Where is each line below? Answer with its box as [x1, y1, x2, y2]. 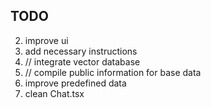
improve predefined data [24, 77, 127, 89]
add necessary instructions [24, 45, 138, 57]
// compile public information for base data [24, 66, 202, 78]
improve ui [24, 34, 69, 46]
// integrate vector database [24, 55, 141, 68]
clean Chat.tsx [24, 87, 85, 99]
